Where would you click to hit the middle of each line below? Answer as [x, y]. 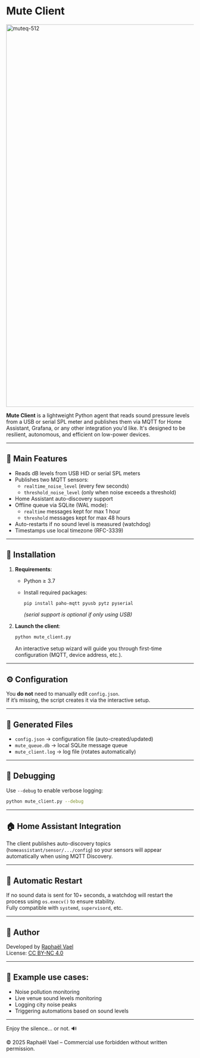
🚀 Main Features [37, 459]
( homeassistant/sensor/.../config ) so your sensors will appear [84, 850]
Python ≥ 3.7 [39, 580]
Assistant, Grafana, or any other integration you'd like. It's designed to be [96, 428]
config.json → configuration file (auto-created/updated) [84, 739]
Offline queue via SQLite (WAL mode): [61, 505]
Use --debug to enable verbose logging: [55, 790]
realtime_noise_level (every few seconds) [76, 486]
